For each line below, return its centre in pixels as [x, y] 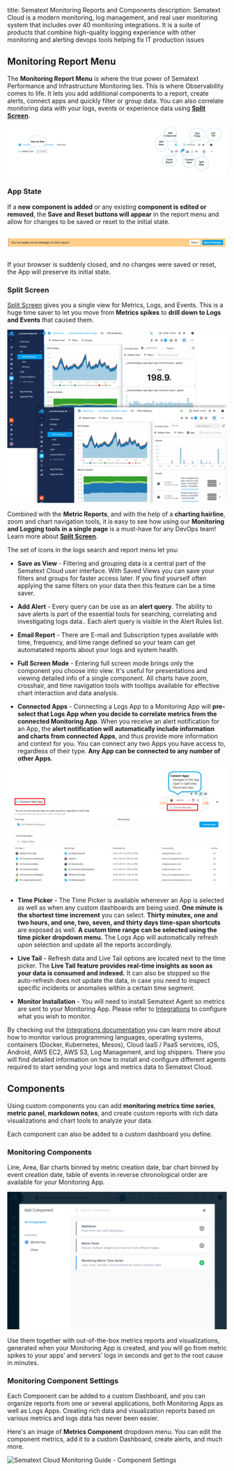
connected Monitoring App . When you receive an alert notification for [118, 721]
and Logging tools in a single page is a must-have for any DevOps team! [112, 529]
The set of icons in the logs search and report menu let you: [93, 550]
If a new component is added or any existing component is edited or [107, 207]
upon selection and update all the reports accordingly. [95, 945]
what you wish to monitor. [54, 1016]
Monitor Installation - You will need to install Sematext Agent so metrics [121, 1001]
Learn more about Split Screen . [53, 536]
